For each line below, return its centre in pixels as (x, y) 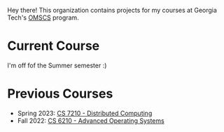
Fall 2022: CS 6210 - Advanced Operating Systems (91, 120)
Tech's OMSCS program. (43, 18)
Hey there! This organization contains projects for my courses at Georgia (112, 10)
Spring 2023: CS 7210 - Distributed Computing (85, 113)
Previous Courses (60, 94)
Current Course (54, 46)
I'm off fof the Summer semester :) (57, 65)
